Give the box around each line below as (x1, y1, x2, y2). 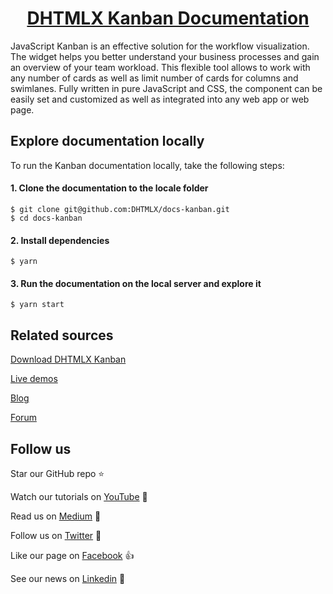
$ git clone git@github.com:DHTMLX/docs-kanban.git (10, 204, 230, 214)
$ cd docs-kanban (10, 213, 83, 223)
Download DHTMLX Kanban (10, 353, 127, 366)
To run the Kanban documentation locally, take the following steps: (10, 159, 285, 171)
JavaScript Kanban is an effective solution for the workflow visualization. (10, 40, 310, 52)
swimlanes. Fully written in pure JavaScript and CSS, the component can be (10, 82, 323, 94)
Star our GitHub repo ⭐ (10, 467, 105, 479)
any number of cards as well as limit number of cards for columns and (10, 72, 299, 84)
